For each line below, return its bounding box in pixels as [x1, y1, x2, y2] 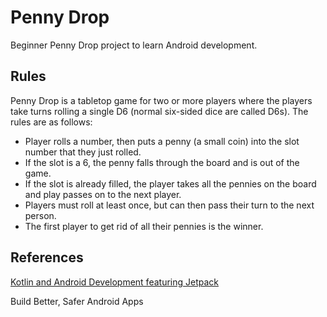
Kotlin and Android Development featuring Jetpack [10, 276, 219, 288]
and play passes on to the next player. [24, 188, 182, 200]
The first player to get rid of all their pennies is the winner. [24, 220, 264, 232]
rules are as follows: [10, 116, 93, 128]
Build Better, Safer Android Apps [10, 295, 144, 307]
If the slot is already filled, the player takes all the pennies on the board [24, 177, 317, 190]
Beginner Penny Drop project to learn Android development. [10, 39, 258, 51]
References [10, 249, 84, 266]
